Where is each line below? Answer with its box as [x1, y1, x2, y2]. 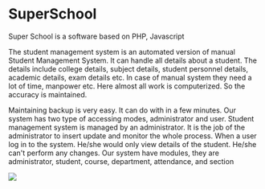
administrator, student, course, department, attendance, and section [8, 156, 234, 166]
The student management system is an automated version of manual [8, 47, 235, 56]
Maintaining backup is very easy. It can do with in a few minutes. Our [8, 105, 237, 115]
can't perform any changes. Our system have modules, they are [8, 148, 219, 158]
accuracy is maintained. [8, 89, 88, 99]
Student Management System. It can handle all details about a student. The [8, 55, 257, 65]
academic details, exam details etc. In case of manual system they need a [8, 72, 252, 82]
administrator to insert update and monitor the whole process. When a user [8, 130, 257, 141]
